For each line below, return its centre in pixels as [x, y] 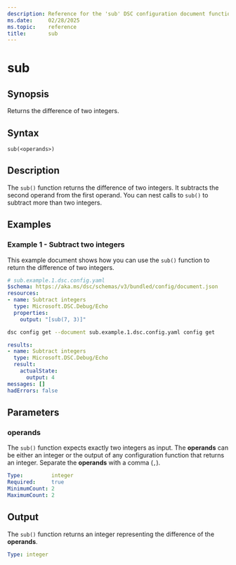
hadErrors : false [33, 391]
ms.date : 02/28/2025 [44, 20]
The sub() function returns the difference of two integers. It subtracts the [113, 188]
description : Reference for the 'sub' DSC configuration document [106, 14]
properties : [31, 313]
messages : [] [26, 384]
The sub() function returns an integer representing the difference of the [111, 534]
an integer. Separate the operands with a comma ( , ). [84, 463]
